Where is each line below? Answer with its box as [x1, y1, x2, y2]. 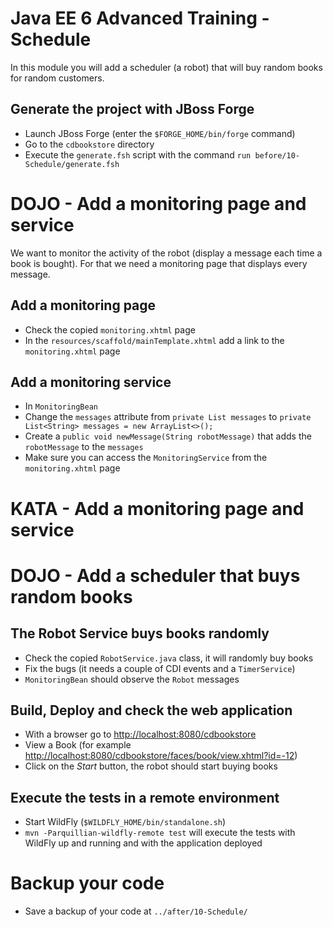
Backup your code [10, 872, 165, 895]
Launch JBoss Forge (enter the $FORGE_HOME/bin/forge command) [24, 127, 296, 139]
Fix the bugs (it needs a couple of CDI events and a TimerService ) [24, 662, 296, 674]
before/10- [254, 150, 301, 161]
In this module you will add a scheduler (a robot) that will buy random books [10, 61, 323, 73]
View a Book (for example [24, 739, 132, 751]
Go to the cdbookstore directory [24, 138, 155, 150]
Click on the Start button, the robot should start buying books [24, 760, 278, 772]
